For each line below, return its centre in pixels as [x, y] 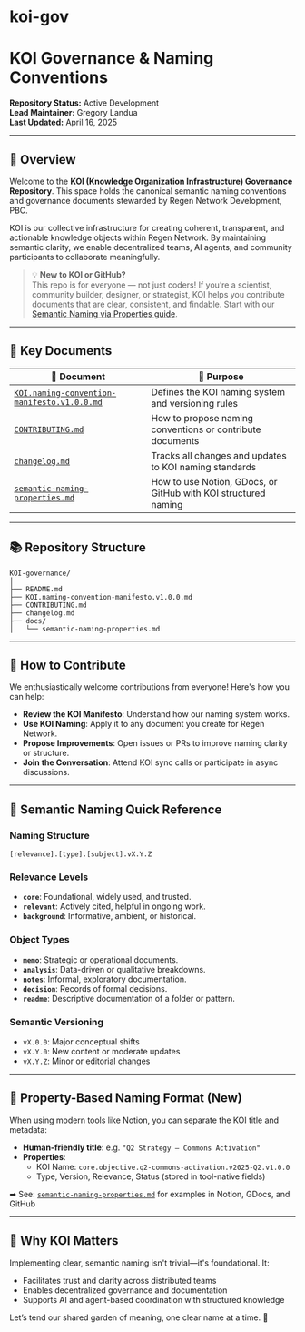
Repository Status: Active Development [84, 103]
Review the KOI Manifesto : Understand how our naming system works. [156, 714]
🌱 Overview [43, 160]
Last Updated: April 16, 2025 [64, 122]
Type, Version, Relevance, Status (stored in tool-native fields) [151, 1176]
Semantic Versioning [57, 1022]
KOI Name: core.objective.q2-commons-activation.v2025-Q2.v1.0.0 [163, 1166]
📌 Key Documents [61, 351]
